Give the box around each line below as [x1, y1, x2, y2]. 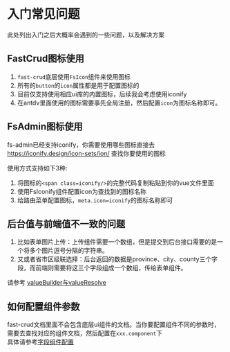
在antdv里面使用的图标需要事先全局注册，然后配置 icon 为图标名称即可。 [17, 98, 222, 107]
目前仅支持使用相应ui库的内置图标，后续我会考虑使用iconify [17, 89, 187, 98]
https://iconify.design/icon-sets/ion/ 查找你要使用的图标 [7, 149, 166, 157]
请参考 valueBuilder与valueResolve [7, 279, 107, 287]
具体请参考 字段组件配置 [7, 337, 74, 346]
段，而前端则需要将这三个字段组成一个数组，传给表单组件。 [17, 264, 187, 272]
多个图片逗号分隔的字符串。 [29, 247, 108, 255]
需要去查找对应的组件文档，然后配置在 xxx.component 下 [7, 329, 163, 337]
